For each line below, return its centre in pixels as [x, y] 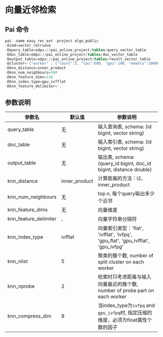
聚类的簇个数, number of [126, 256]
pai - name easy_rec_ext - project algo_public [52, 41]
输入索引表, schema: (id [125, 142]
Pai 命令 [17, 29]
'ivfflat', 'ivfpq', [115, 235]
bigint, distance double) [125, 170]
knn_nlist [18, 262]
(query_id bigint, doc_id [124, 163]
